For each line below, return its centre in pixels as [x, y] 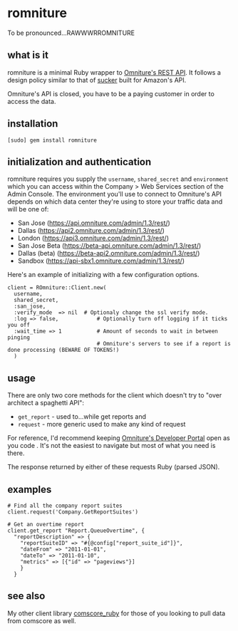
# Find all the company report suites [65, 506]
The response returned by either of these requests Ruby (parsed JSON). [114, 467]
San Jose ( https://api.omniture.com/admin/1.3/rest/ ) [94, 223]
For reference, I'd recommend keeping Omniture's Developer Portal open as [119, 438]
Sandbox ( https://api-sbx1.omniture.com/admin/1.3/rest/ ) [101, 261]
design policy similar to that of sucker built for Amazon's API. [97, 80]
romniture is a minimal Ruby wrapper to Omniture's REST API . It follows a [114, 72]
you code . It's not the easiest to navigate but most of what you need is [112, 446]
